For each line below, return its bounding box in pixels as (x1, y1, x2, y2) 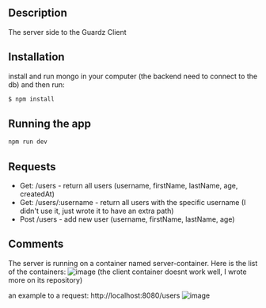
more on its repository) (8, 275, 83, 284)
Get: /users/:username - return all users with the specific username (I (19, 198, 246, 207)
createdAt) (19, 189, 55, 199)
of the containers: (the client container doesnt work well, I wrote (8, 267, 247, 276)
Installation (8, 51, 65, 64)
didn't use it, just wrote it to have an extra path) (19, 206, 174, 215)
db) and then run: (8, 79, 65, 89)
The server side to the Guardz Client (8, 27, 127, 36)
